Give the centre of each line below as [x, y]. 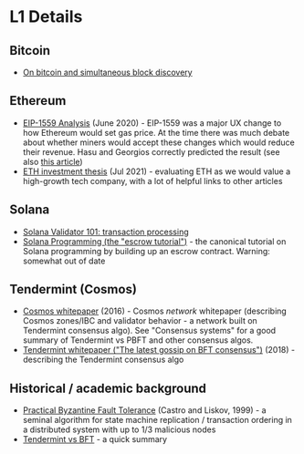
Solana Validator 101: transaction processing [105, 232]
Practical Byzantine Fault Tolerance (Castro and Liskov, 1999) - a [144, 410]
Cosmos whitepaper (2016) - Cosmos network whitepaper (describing [155, 311]
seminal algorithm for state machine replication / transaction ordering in [157, 420]
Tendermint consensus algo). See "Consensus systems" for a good [149, 331]
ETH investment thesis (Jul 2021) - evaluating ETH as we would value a [157, 171]
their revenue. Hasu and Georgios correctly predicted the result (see [151, 151]
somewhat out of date [64, 261]
